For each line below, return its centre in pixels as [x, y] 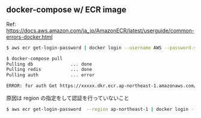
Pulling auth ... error [51, 75]
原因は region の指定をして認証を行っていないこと [68, 98]
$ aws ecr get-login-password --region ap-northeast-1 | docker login [97, 110]
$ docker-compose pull [34, 58]
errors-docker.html [29, 37]
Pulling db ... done [49, 64]
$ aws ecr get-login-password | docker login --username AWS [84, 48]
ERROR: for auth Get [32, 86]
